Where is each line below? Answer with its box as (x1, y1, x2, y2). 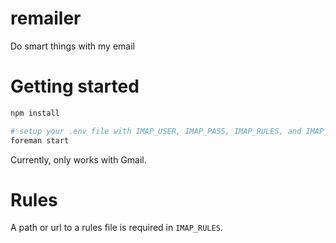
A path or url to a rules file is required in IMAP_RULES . (10, 222, 223, 234)
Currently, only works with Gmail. (10, 153, 147, 166)
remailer (10, 7, 82, 30)
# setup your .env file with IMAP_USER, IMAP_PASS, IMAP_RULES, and (10, 126, 302, 136)
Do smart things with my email (10, 40, 135, 52)
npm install (10, 108, 60, 118)
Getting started (10, 75, 140, 98)
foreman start (10, 135, 70, 146)
